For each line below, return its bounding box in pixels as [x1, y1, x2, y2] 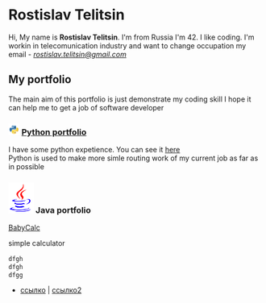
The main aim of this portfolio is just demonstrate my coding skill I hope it [8, 94, 251, 104]
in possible [8, 162, 44, 172]
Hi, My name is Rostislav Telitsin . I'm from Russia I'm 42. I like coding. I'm [8, 32, 255, 42]
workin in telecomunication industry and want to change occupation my [8, 40, 247, 50]
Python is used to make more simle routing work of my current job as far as [8, 153, 259, 163]
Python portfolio [21, 127, 87, 138]
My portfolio [8, 73, 72, 86]
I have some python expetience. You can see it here [8, 145, 181, 155]
